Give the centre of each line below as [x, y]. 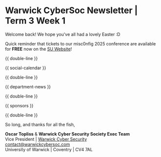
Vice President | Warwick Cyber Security [46, 139]
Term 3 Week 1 [35, 21]
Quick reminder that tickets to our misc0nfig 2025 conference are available [80, 43]
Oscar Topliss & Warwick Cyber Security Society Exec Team [68, 134]
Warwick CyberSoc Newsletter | [71, 10]
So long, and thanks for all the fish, [40, 124]
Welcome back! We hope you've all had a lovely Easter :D [63, 34]
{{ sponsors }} [19, 105]
